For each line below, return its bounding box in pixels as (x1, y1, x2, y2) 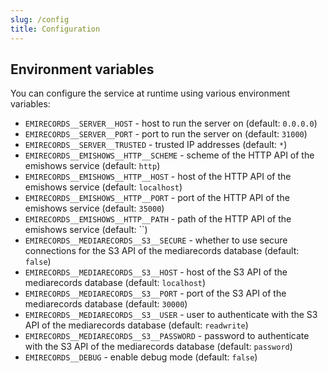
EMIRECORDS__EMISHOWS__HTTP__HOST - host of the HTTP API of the (24, 171, 292, 183)
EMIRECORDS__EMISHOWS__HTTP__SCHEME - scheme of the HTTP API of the (24, 149, 315, 161)
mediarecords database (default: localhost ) (24, 277, 207, 289)
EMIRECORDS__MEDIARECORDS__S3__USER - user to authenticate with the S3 (24, 309, 318, 321)
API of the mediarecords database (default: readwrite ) (24, 319, 249, 331)
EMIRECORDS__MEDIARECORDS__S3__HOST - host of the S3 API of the (24, 266, 288, 278)
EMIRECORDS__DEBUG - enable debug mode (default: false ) (24, 351, 258, 363)
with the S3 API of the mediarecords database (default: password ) (24, 341, 293, 353)
